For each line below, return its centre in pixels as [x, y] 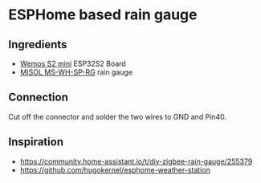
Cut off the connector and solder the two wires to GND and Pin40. [118, 116]
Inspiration [36, 142]
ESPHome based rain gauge [103, 15]
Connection [38, 98]
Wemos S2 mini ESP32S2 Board [73, 63]
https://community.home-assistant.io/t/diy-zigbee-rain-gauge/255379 [136, 161]
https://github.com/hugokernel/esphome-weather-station [115, 169]
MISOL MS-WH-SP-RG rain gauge [76, 72]
